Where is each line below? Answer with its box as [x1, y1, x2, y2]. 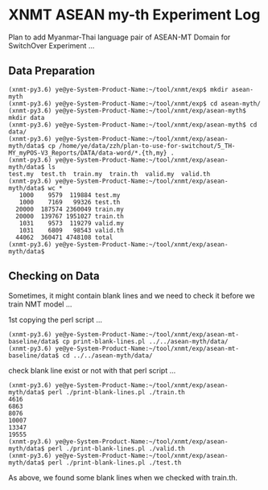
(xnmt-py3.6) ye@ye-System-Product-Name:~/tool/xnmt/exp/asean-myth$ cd [8, 121, 258, 129]
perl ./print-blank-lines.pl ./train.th [47, 388, 185, 396]
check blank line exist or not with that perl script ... [8, 365, 176, 375]
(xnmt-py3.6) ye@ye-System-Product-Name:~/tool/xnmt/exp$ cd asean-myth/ [8, 99, 262, 108]
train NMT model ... [8, 299, 72, 309]
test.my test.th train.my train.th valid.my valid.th [8, 170, 211, 178]
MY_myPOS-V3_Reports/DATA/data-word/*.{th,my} [8, 149, 167, 157]
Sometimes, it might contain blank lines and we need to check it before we [8, 290, 255, 300]
